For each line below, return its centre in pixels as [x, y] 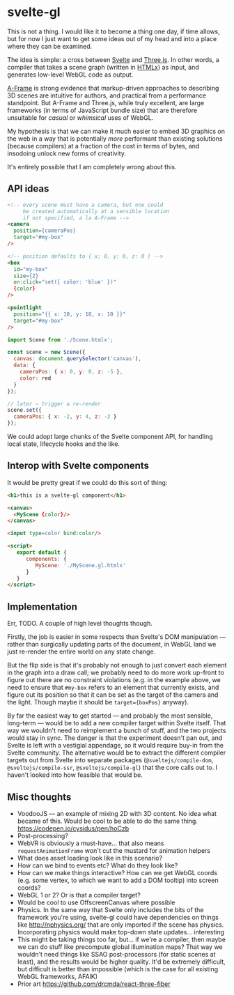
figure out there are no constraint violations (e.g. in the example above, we [114, 680]
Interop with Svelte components [78, 466]
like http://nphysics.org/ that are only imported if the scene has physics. [120, 925]
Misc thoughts [39, 797]
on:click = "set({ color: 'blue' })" [65, 282]
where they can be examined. [50, 46]
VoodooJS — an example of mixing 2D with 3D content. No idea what [117, 813]
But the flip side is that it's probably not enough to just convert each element [117, 665]
